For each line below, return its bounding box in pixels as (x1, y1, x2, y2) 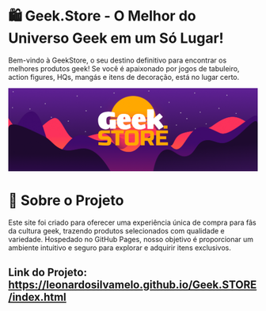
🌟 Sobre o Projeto (8, 192, 124, 209)
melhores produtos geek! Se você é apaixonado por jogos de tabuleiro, (8, 63, 240, 73)
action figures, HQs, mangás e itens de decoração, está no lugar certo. (8, 72, 240, 82)
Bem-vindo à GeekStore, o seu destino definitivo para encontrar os (8, 55, 227, 65)
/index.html (8, 290, 67, 304)
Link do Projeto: (8, 266, 87, 279)
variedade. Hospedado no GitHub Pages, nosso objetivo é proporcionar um (8, 234, 254, 244)
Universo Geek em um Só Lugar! (8, 29, 224, 47)
